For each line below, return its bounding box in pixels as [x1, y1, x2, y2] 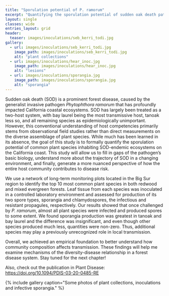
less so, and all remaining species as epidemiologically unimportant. [5, 117, 146, 123]
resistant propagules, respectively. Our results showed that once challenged [5, 202, 163, 208]
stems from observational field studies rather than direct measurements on [5, 128, 160, 134]
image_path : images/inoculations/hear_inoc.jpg [14, 63, 116, 68]
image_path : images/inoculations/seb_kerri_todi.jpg [14, 49, 127, 54]
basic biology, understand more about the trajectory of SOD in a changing [5, 155, 158, 161]
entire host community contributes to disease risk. [5, 166, 110, 172]
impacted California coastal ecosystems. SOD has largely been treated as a [5, 107, 161, 113]
